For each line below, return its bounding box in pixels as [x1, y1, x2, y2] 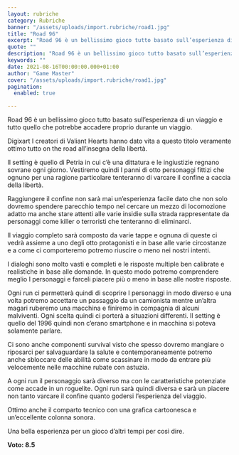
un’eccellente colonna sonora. [7, 413, 96, 422]
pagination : [7, 83, 43, 90]
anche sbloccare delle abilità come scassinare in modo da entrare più [7, 355, 211, 364]
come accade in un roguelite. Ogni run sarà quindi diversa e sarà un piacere [7, 385, 230, 393]
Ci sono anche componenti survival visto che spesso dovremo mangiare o [7, 341, 225, 349]
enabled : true [14, 90, 55, 97]
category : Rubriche [7, 17, 65, 24]
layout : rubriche [7, 10, 59, 18]
